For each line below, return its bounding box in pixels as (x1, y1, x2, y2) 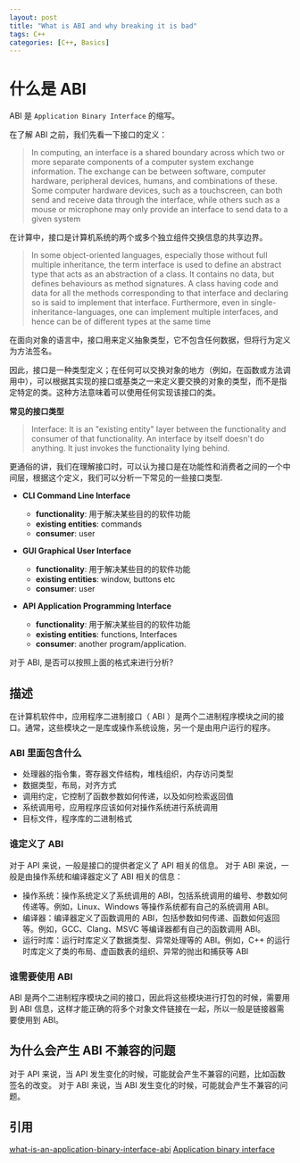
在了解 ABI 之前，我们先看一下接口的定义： (9, 129, 168, 140)
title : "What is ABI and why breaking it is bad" (9, 21, 198, 30)
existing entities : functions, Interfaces (35, 629, 178, 640)
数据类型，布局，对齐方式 (21, 780, 117, 791)
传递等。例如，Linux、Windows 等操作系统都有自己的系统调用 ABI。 (21, 901, 274, 911)
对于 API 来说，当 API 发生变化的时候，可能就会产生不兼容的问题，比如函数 (9, 1068, 286, 1079)
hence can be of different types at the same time (30, 316, 212, 327)
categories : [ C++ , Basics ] (9, 37, 110, 47)
